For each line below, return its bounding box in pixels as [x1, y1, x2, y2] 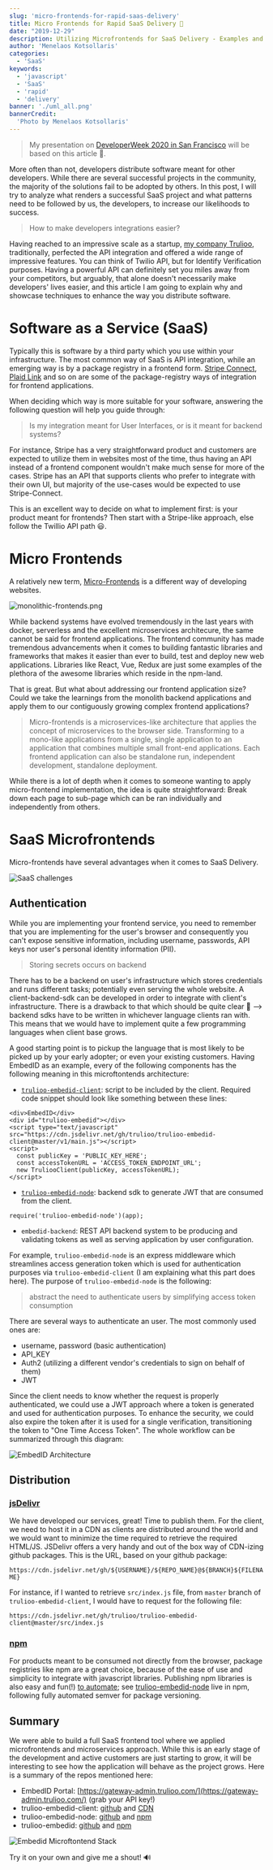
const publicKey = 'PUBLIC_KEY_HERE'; [16, 1151, 148, 1160]
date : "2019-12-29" [9, 27, 75, 35]
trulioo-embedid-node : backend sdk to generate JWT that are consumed [20, 1187, 264, 1197]
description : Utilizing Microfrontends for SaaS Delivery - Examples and [9, 34, 264, 43]
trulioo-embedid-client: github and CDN [20, 1803, 155, 1813]
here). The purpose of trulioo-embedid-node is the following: [9, 1276, 211, 1286]
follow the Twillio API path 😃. [9, 521, 108, 530]
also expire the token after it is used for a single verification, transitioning [9, 1417, 253, 1426]
